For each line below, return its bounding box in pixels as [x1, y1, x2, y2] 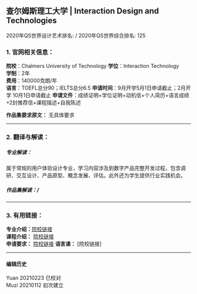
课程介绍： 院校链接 [6, 233, 54, 240]
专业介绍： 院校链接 [6, 225, 53, 233]
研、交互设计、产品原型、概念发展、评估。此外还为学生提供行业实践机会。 [6, 172, 186, 179]
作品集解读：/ [6, 186, 39, 193]
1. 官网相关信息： [6, 48, 55, 56]
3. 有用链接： [6, 211, 43, 219]
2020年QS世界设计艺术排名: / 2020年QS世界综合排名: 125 [6, 32, 146, 39]
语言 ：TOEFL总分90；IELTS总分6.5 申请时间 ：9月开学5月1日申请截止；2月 [6, 84, 186, 91]
